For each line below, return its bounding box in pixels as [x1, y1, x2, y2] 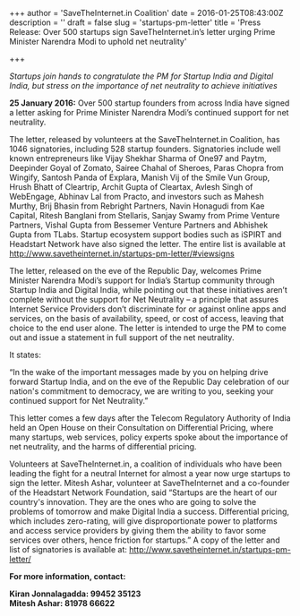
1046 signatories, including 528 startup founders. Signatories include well [9, 143, 281, 154]
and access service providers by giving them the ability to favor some [9, 526, 267, 535]
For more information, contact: [9, 571, 126, 581]
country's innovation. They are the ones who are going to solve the [9, 497, 257, 507]
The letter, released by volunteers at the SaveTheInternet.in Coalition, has [9, 134, 280, 144]
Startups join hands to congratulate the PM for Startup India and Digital [9, 71, 274, 81]
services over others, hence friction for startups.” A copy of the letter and [9, 535, 280, 545]
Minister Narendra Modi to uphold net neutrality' [9, 36, 187, 47]
